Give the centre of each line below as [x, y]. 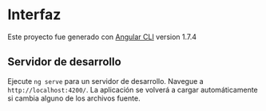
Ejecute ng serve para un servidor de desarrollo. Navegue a [106, 81]
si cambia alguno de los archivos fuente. [74, 98]
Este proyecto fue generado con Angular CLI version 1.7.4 [102, 37]
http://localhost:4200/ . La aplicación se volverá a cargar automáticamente [133, 89]
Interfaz [34, 15]
